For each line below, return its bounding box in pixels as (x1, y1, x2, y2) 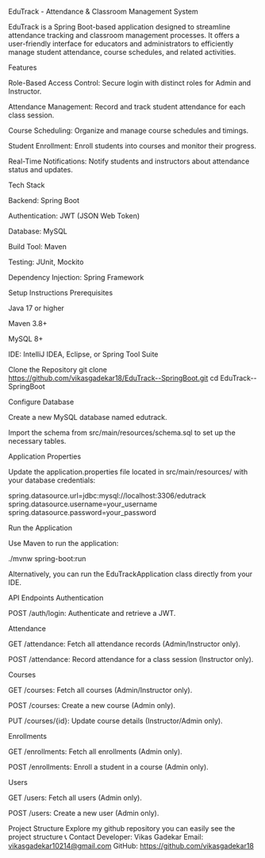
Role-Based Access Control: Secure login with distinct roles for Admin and (8, 79, 252, 87)
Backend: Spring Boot (8, 196, 80, 205)
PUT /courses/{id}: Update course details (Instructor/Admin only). (8, 716, 224, 725)
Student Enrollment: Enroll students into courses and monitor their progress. (8, 141, 256, 150)
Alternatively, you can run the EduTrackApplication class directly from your (8, 569, 253, 579)
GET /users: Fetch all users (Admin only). (8, 793, 143, 802)
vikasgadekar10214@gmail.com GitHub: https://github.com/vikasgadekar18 (8, 841, 254, 850)
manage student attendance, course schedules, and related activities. (8, 48, 236, 56)
